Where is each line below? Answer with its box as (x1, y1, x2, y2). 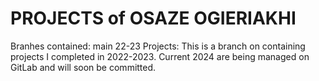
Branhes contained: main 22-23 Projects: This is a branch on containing (10, 40, 306, 52)
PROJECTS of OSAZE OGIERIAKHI (10, 7, 297, 30)
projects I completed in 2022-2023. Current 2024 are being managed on (10, 50, 310, 62)
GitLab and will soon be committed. (10, 61, 157, 73)
